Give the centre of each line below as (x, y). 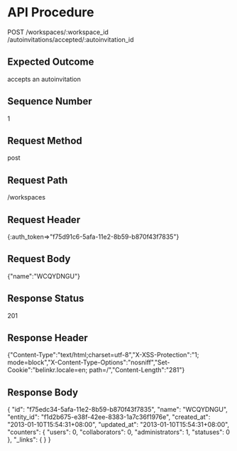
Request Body (39, 259)
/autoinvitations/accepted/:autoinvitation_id (71, 39)
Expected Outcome (51, 62)
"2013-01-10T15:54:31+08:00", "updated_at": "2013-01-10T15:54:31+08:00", (118, 425)
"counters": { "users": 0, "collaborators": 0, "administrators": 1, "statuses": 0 (119, 432)
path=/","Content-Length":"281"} (137, 370)
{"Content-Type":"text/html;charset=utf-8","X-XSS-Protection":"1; (103, 355)
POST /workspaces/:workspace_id (58, 32)
